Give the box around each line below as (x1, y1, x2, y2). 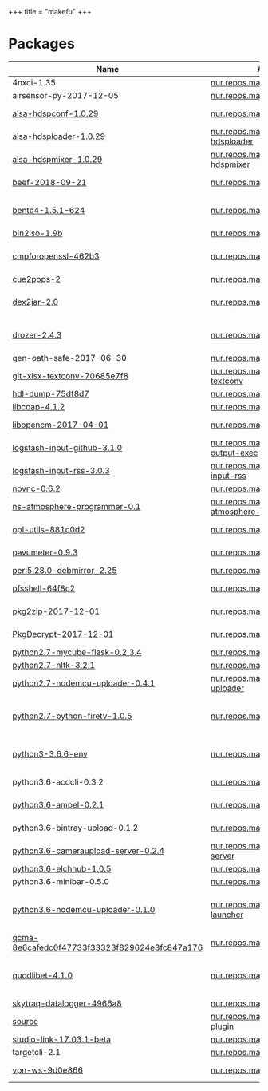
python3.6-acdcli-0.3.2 (12, 776, 104, 787)
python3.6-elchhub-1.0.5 (12, 863, 112, 874)
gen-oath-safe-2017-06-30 (12, 352, 128, 363)
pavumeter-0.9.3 (12, 547, 78, 558)
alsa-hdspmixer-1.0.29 (12, 153, 103, 164)
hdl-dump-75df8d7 (12, 388, 89, 399)
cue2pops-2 (12, 273, 61, 284)
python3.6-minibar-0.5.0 (12, 876, 110, 887)
